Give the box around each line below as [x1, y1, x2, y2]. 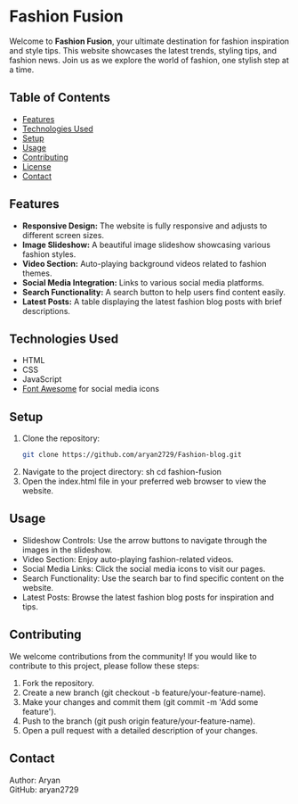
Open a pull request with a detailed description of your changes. [21, 725, 258, 735]
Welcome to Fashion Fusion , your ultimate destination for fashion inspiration [9, 36, 290, 46]
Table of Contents [9, 90, 111, 105]
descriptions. [21, 305, 71, 316]
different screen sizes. [21, 229, 105, 240]
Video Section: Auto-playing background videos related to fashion [21, 258, 267, 269]
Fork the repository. [21, 677, 95, 688]
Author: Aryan [9, 775, 60, 785]
